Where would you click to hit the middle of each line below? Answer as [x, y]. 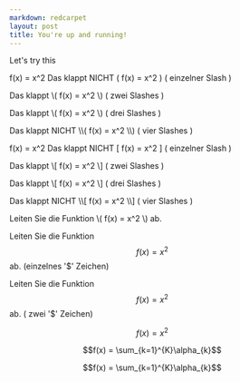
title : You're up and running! [68, 34]
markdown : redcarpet [48, 18]
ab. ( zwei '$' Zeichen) [51, 313]
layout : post [34, 26]
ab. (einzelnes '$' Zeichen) [59, 266]
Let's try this [33, 61]
